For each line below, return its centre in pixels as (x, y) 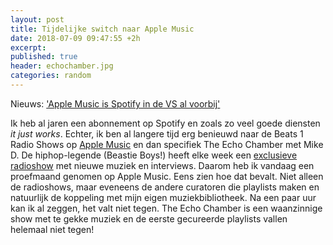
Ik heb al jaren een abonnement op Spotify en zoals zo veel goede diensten (165, 123)
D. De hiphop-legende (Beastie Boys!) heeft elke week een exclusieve (154, 155)
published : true (44, 57)
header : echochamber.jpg (62, 66)
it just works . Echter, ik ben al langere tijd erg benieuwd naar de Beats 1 (157, 133)
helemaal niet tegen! (52, 229)
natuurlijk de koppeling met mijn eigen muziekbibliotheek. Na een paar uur (163, 197)
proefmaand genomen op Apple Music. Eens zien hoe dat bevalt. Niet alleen (167, 176)
